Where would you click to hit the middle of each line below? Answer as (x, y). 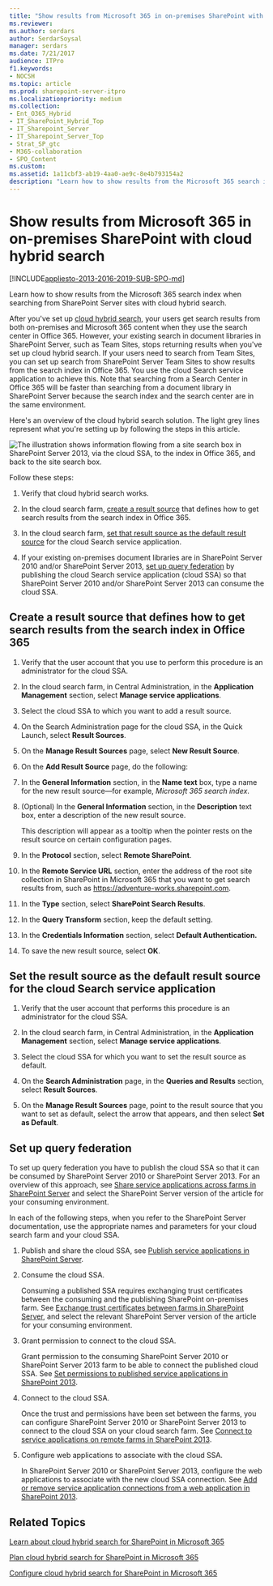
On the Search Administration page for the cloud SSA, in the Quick (132, 727)
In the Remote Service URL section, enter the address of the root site (136, 871)
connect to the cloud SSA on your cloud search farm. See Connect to (136, 1431)
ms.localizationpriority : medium (66, 99)
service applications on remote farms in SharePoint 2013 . (116, 1439)
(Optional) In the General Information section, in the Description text (136, 806)
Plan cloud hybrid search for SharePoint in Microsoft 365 (104, 1558)
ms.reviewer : (31, 23)
